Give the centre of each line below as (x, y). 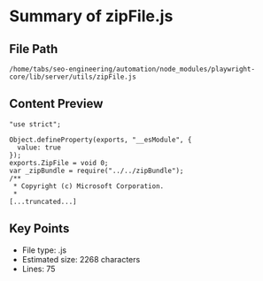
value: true (39, 148)
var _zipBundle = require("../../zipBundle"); (97, 171)
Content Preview (56, 104)
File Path (34, 49)
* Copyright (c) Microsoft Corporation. (89, 186)
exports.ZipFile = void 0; (59, 163)
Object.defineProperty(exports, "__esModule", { (101, 140)
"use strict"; (35, 124)
